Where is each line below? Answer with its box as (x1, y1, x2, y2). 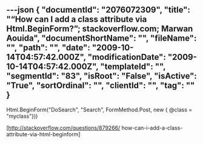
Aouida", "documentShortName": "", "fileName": (6, 33, 197, 44)
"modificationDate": (87, 52, 167, 62)
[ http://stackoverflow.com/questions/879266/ (6, 124, 121, 131)
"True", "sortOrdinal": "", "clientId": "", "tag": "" (6, 80, 195, 91)
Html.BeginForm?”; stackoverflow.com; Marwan (6, 24, 193, 34)
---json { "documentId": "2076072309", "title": (6, 5, 191, 15)
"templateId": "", (99, 62, 166, 72)
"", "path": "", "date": (6, 42, 91, 53)
